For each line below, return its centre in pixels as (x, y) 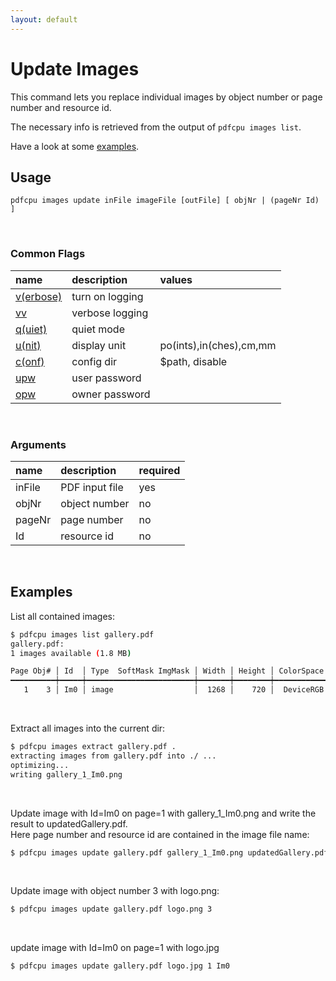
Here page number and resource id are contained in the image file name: (160, 834)
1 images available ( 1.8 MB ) (71, 653)
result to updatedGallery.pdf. (69, 823)
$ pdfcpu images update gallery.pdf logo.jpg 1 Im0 (120, 966)
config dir (94, 361)
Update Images (75, 68)
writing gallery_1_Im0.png (66, 774)
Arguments (38, 444)
